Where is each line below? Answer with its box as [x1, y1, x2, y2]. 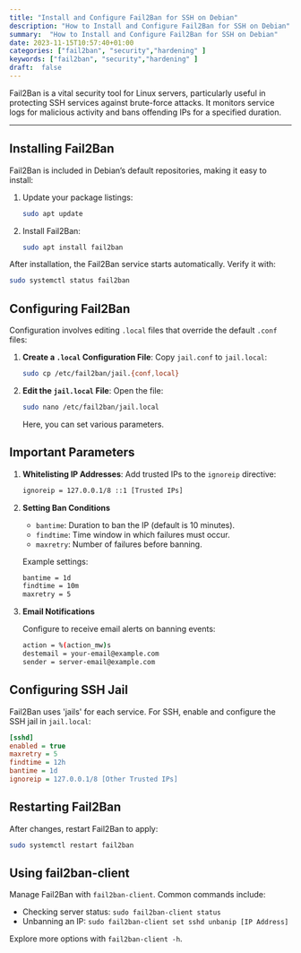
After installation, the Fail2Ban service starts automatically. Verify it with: [9, 259, 276, 270]
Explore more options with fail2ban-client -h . [9, 933, 183, 944]
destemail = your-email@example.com [21, 649, 159, 659]
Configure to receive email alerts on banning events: [21, 624, 216, 635]
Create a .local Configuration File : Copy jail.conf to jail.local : [21, 351, 268, 363]
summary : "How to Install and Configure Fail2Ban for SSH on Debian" [9, 30, 279, 39]
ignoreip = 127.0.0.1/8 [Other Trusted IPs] [9, 775, 178, 784]
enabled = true [9, 741, 66, 750]
